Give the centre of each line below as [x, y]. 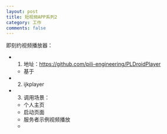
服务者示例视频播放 [47, 120]
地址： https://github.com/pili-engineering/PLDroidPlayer [92, 64]
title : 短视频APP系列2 [32, 17]
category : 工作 [24, 22]
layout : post [22, 11]
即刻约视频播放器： [30, 45]
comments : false [26, 28]
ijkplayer [34, 84]
